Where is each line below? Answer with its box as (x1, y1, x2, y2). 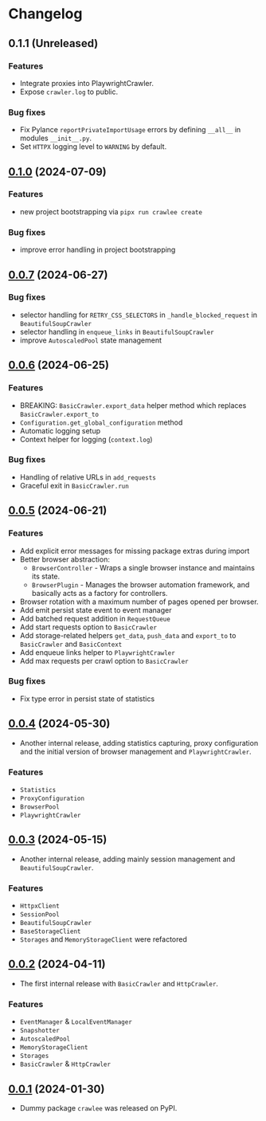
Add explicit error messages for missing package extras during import (19, 546, 250, 555)
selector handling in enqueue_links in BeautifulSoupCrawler (19, 327, 214, 336)
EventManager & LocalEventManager (19, 1017, 133, 1026)
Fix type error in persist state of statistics (19, 694, 155, 704)
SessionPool (19, 911, 60, 919)
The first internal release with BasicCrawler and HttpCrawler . (19, 978, 219, 988)
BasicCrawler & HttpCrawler (19, 1059, 111, 1068)
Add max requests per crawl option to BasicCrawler (19, 656, 189, 665)
